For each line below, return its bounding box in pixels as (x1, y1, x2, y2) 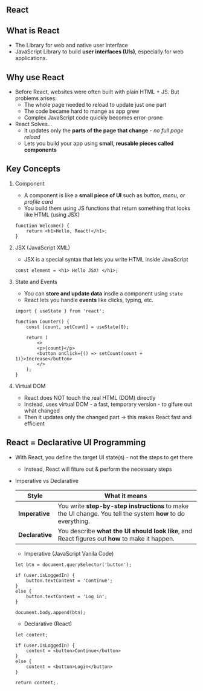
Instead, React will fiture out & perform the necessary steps (24, 465, 172, 473)
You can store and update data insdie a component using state (24, 289, 183, 297)
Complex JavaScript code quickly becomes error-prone (24, 114, 163, 121)
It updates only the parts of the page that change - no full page (24, 127, 184, 134)
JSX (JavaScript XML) (14, 244, 71, 251)
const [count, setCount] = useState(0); (26, 324, 129, 330)
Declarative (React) (24, 620, 72, 627)
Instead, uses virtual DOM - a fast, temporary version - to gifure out (24, 400, 193, 408)
